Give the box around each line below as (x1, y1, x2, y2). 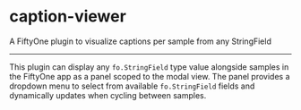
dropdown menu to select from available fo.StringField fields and (9, 80, 255, 91)
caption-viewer (9, 6, 127, 27)
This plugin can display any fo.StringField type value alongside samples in (9, 61, 289, 72)
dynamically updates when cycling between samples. (9, 89, 207, 100)
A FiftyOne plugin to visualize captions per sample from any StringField (9, 36, 271, 47)
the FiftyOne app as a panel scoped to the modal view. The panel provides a (9, 71, 290, 81)
